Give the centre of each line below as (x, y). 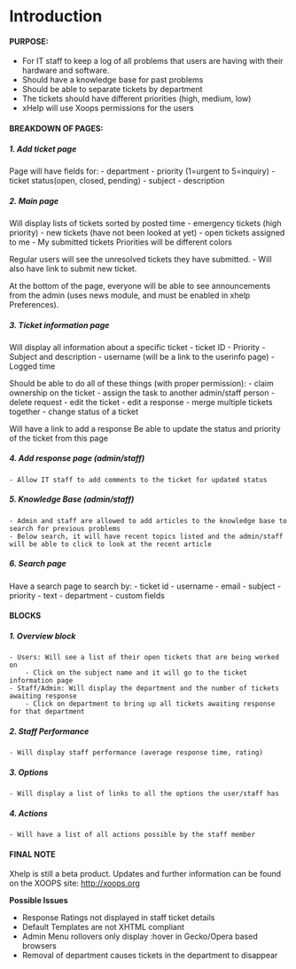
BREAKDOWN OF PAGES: (56, 128)
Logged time (32, 366)
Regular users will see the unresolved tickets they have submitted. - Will (140, 259)
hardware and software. (66, 70)
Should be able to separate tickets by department (112, 90)
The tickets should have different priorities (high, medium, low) (136, 98)
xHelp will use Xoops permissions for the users (108, 108)
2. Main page (34, 200)
